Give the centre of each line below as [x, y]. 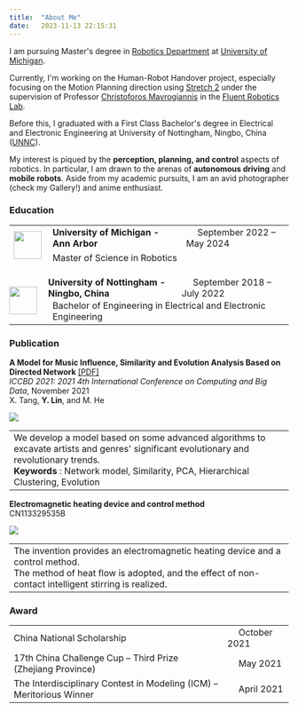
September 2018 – [232, 282]
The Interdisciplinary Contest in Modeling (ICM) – [116, 684]
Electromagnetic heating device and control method [107, 504]
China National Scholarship [70, 638]
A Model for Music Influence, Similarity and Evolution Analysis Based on [145, 363]
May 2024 [208, 243]
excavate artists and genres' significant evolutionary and [132, 449]
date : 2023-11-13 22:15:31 [63, 26]
